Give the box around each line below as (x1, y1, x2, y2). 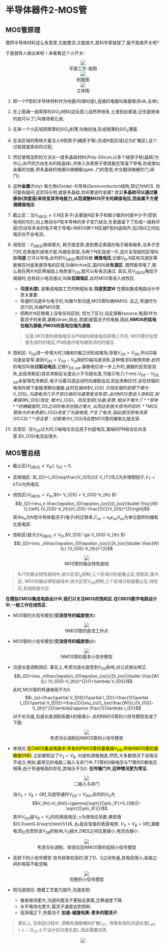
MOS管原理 (5, 26, 41, 34)
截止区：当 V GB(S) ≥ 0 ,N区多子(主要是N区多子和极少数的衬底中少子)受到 (12, 212, 157, 219)
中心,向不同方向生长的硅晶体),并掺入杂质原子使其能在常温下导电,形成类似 (12, 160, 161, 166)
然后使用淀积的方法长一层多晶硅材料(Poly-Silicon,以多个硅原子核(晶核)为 (12, 154, 159, 160)
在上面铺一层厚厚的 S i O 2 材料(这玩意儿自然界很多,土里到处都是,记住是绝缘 (12, 109, 160, 116)
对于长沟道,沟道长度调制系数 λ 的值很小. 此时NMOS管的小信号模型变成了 (12, 713, 158, 719)
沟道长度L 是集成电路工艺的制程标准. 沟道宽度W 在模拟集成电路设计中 (20, 285, 160, 291)
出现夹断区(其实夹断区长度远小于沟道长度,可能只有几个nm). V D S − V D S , (18, 371, 160, 377)
